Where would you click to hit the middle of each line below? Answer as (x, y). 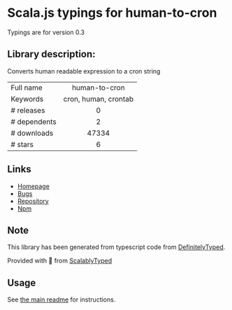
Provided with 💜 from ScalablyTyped (60, 261)
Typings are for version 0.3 (46, 32)
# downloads (32, 133)
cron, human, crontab (99, 99)
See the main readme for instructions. (61, 300)
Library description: (51, 54)
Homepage (34, 186)
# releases (28, 110)
